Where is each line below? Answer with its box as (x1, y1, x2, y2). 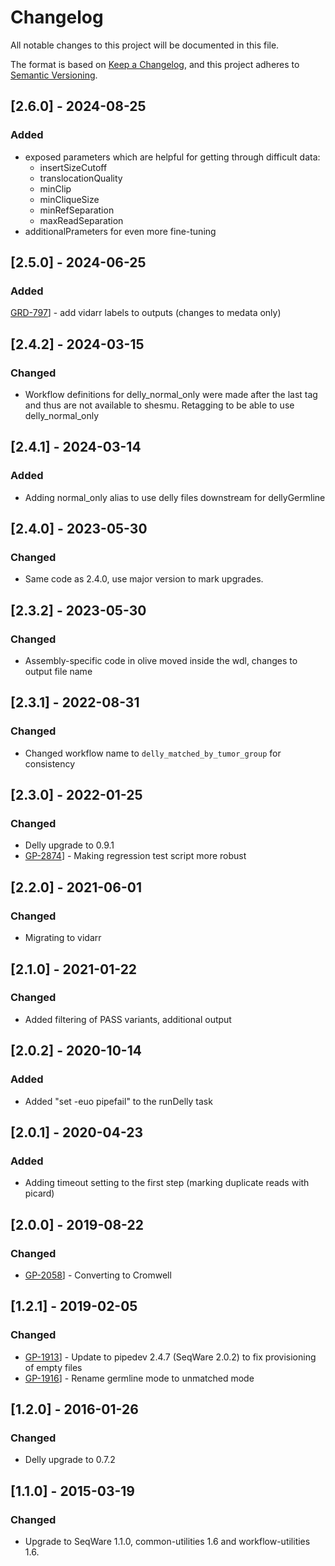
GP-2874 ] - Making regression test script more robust (24, 850, 247, 862)
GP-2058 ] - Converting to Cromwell (24, 1269, 172, 1281)
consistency (24, 757, 76, 770)
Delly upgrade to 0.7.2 (24, 1454, 116, 1466)
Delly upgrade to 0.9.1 (24, 839, 115, 851)
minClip (39, 182, 72, 195)
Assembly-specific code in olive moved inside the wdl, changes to (24, 655, 298, 667)
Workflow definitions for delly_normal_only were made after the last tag (24, 389, 318, 400)
